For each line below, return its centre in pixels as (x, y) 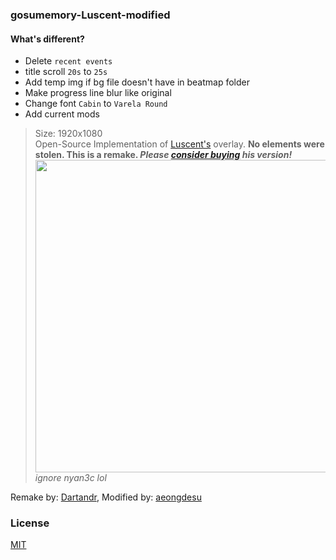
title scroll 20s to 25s (66, 72)
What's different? (47, 39)
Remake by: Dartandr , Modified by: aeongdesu (106, 497)
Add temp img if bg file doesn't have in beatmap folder (137, 82)
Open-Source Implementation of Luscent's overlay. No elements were (179, 144)
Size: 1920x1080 (68, 134)
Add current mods (62, 114)
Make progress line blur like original (98, 93)
